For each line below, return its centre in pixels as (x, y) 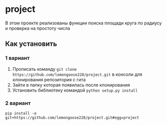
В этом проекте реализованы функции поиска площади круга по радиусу (83, 23)
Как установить (31, 44)
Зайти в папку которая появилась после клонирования (71, 85)
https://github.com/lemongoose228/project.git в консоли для (77, 74)
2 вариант (18, 103)
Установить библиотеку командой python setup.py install (75, 90)
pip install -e (21, 113)
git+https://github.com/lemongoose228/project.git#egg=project (72, 118)
